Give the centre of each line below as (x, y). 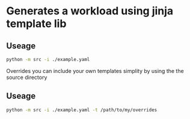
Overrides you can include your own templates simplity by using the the (95, 71)
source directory (27, 77)
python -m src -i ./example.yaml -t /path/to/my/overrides (82, 110)
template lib (36, 24)
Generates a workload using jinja (90, 11)
